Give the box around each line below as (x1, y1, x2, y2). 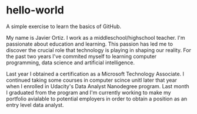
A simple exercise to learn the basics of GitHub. (6, 23, 122, 30)
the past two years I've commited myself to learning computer (6, 53, 157, 60)
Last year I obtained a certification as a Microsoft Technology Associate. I (6, 70, 184, 77)
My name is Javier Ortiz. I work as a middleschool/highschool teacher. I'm (6, 34, 185, 41)
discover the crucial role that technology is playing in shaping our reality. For (6, 46, 191, 53)
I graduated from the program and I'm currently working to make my (6, 89, 172, 96)
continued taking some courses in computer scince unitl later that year (6, 77, 178, 84)
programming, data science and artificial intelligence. (6, 59, 135, 66)
